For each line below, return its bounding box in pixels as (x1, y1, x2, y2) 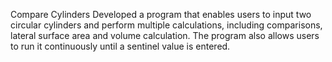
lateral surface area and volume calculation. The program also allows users (10, 30, 320, 41)
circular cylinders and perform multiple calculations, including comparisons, (10, 19, 323, 31)
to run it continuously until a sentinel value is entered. (10, 40, 231, 52)
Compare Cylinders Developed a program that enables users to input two (10, 9, 312, 20)
